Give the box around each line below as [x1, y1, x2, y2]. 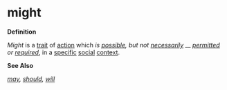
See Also [7, 61, 33, 69]
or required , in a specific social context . [7, 48, 120, 56]
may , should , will [7, 74, 55, 83]
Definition [7, 27, 37, 36]
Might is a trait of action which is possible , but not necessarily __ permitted [7, 41, 220, 49]
